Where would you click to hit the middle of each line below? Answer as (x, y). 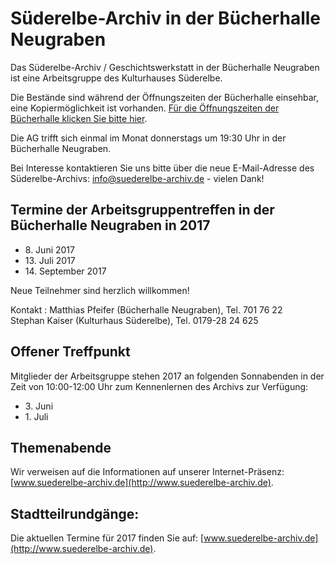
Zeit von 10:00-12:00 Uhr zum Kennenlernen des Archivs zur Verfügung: (159, 386)
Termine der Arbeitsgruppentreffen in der (142, 210)
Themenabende (61, 447)
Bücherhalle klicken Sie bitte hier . (79, 118)
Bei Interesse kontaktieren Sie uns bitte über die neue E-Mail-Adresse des (162, 168)
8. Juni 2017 (49, 249)
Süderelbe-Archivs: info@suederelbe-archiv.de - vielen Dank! (137, 178)
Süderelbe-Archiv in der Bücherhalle (166, 18)
